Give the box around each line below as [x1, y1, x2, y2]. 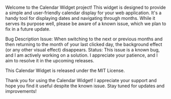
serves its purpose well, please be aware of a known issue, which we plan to [5, 20, 166, 27]
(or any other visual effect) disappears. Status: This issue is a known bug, [5, 47, 160, 53]
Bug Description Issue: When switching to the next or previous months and [5, 36, 163, 42]
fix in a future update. [5, 26, 51, 32]
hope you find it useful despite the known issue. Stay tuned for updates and [5, 83, 165, 89]
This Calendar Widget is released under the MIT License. [5, 67, 125, 73]
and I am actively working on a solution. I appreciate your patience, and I [5, 52, 158, 58]
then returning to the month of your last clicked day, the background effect [5, 41, 162, 47]
